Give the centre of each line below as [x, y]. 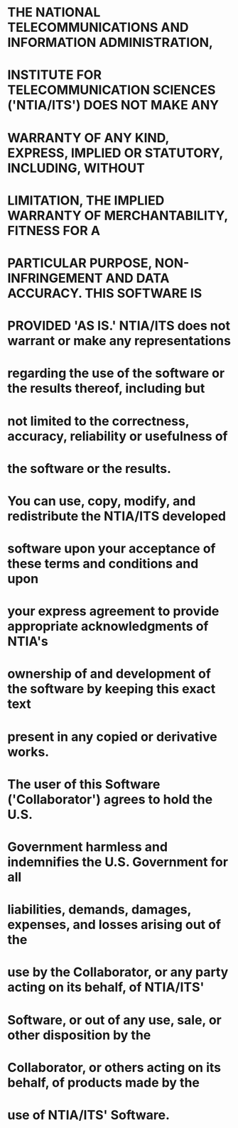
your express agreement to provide [113, 611]
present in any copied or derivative [113, 737]
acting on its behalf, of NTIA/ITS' [106, 987]
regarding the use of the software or [116, 373]
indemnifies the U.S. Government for [118, 862]
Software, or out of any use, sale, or [115, 1020]
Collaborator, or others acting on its [114, 1067]
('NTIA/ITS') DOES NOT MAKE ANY [113, 105]
